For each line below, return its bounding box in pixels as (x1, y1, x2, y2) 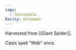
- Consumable (9, 12, 37, 17)
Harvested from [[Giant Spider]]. (5, 30, 72, 36)
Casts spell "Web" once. (5, 40, 55, 46)
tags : (5, 7, 16, 12)
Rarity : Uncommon (5, 16, 41, 21)
